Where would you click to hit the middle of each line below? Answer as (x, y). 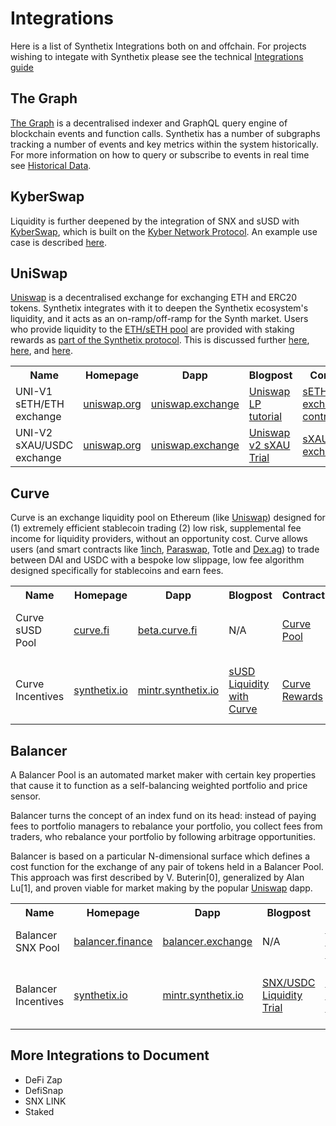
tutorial (265, 417)
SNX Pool (37, 947)
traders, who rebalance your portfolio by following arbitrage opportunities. (163, 836)
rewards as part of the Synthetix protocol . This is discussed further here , (160, 340)
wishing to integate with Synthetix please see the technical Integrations (157, 56)
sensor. (26, 796)
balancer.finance (113, 941)
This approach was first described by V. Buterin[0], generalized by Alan (157, 877)
